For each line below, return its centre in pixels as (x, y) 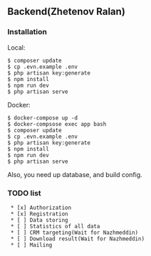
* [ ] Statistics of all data (55, 226)
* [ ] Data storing (40, 220)
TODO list (24, 193)
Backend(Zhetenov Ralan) (67, 12)
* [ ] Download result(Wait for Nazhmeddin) (77, 239)
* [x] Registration (40, 214)
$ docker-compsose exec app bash (57, 124)
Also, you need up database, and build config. (75, 174)
